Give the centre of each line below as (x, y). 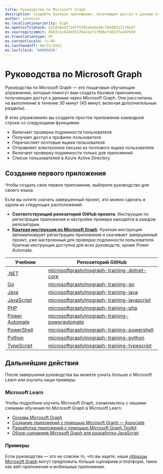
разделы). (15, 108)
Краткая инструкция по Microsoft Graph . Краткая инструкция (77, 230)
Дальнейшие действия (42, 363)
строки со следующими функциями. (43, 123)
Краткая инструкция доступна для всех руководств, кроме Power (81, 245)
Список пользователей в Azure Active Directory (61, 158)
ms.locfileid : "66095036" (31, 50)
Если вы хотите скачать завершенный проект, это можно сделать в (75, 200)
